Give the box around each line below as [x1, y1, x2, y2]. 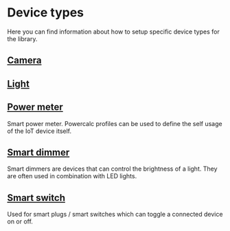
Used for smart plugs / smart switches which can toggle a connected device [7, 210, 223, 219]
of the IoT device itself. [7, 127, 72, 135]
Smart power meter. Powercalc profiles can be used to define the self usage [7, 119, 222, 127]
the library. [7, 34, 38, 42]
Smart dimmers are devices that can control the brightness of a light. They [7, 165, 218, 173]
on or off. [7, 217, 33, 226]
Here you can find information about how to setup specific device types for [7, 27, 220, 36]
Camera [7, 55, 42, 66]
